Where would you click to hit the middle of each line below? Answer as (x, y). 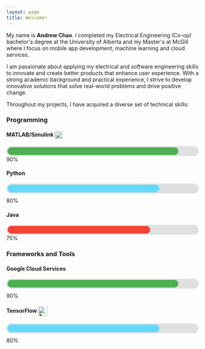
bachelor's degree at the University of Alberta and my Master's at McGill (97, 42)
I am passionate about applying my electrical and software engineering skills (103, 66)
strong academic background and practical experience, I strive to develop (99, 79)
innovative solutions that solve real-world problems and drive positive (94, 86)
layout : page (23, 12)
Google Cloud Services (36, 268)
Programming (27, 120)
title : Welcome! (27, 18)
